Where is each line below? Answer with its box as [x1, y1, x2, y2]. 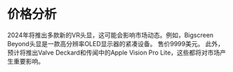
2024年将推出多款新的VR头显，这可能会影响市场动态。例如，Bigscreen [7, 31, 214, 39]
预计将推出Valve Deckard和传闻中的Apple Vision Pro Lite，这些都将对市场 [7, 48, 220, 57]
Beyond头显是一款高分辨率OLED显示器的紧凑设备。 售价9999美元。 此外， [7, 39, 225, 48]
